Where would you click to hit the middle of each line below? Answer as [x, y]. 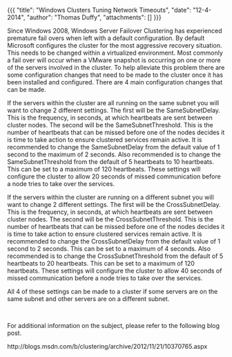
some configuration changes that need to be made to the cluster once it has [115, 75]
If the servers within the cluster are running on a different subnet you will [110, 197]
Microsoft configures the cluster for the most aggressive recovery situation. [115, 45]
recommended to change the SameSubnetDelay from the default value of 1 [114, 147]
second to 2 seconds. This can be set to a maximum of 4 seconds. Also [109, 249]
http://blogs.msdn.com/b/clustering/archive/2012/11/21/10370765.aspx [107, 346]
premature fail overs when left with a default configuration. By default [106, 38]
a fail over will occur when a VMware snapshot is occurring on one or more [114, 60]
